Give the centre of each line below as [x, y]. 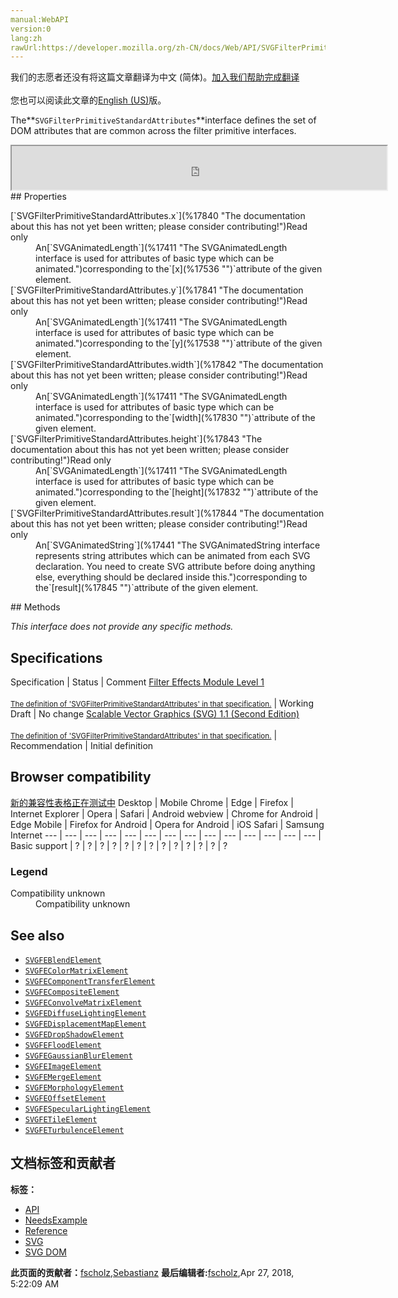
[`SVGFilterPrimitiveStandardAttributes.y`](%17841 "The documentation [157, 290]
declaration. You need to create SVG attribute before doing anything [175, 567]
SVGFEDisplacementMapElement [85, 1024]
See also [37, 935]
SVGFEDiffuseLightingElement [85, 1013]
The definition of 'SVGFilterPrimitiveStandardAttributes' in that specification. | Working [162, 703]
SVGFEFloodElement [63, 1045]
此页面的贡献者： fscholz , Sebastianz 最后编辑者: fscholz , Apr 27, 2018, [152, 1272]
